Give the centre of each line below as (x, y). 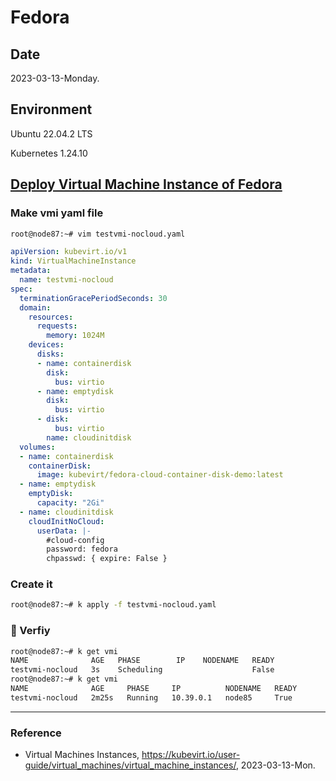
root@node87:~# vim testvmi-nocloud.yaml (98, 234)
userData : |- (64, 531)
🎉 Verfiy (30, 631)
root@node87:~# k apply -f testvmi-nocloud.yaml (113, 605)
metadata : (31, 271)
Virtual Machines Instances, (82, 755)
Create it (31, 584)
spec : (21, 289)
